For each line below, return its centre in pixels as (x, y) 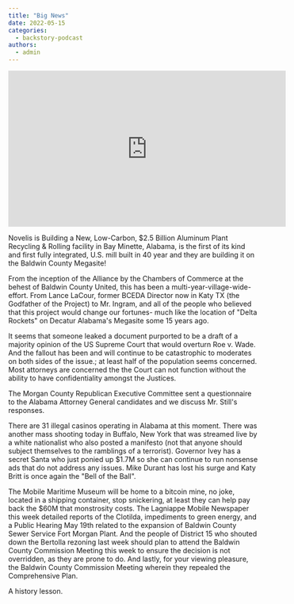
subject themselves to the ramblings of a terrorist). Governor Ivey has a (125, 451)
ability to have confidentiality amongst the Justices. (92, 378)
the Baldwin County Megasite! (57, 263)
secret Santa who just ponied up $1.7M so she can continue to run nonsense (133, 459)
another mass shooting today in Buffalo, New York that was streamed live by (133, 434)
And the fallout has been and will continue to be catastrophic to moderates (130, 353)
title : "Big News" (38, 15)
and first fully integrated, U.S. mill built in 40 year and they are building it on (132, 255)
